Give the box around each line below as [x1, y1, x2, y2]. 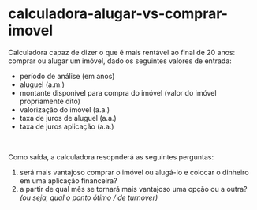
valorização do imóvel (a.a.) [19, 104, 110, 114]
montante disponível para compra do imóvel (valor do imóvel [19, 88, 217, 97]
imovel [8, 21, 54, 39]
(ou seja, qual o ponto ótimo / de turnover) [19, 193, 158, 202]
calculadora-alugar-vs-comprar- [8, 5, 229, 23]
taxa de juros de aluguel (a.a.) [19, 113, 117, 122]
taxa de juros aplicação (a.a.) [19, 122, 114, 131]
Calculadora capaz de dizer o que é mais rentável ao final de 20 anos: [8, 47, 236, 57]
